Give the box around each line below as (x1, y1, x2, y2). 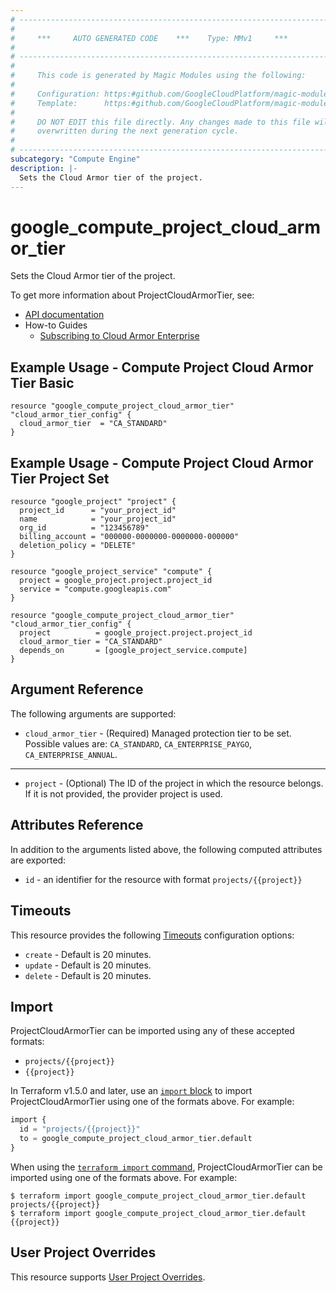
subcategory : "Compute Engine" (10, 154, 141, 164)
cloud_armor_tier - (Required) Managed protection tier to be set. (24, 727, 292, 739)
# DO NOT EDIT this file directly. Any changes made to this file (10, 117, 311, 127)
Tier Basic (10, 374, 75, 391)
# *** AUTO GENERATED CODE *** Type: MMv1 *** (10, 33, 288, 43)
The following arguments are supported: (10, 707, 177, 720)
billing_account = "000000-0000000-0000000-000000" (19, 532, 240, 542)
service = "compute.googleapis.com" (19, 584, 172, 595)
